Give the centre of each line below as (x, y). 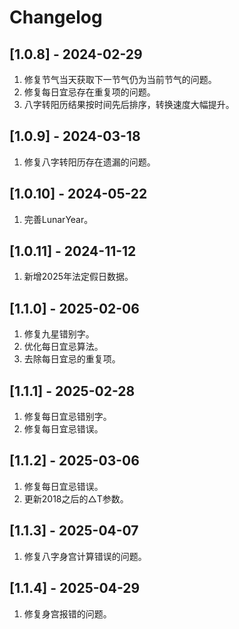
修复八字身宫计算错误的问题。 (85, 556)
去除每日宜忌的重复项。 (72, 359)
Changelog (56, 17)
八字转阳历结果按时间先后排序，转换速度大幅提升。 (129, 104)
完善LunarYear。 (58, 219)
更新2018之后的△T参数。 (76, 498)
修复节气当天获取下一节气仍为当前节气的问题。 (120, 79)
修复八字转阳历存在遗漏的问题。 (89, 162)
